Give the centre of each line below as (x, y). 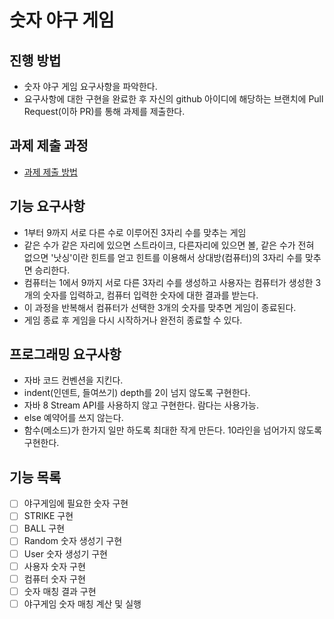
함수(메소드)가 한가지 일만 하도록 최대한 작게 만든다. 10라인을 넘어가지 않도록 (173, 430)
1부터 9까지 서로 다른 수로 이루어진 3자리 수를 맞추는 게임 (135, 232)
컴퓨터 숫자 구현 (54, 578)
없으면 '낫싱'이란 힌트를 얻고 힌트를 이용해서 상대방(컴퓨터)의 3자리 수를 (163, 257)
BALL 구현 (44, 528)
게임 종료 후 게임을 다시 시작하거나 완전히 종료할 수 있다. (133, 320)
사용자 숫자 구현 (54, 566)
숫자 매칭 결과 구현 (60, 591)
